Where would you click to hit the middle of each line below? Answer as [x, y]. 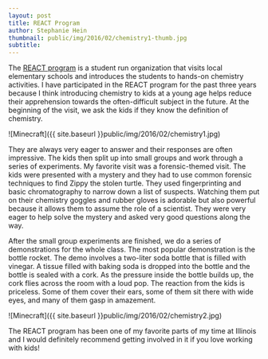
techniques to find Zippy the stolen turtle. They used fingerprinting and [125, 183]
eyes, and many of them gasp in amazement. [82, 300]
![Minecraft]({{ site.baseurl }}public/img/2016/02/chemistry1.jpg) [114, 134]
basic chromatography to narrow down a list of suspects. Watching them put [134, 192]
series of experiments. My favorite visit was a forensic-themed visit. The [127, 166]
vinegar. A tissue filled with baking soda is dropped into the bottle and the [129, 267]
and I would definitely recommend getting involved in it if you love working [130, 340]
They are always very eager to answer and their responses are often [120, 150]
